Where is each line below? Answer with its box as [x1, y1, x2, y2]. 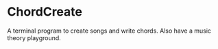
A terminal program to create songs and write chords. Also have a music [7, 27, 211, 35]
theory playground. [7, 33, 62, 42]
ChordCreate [7, 4, 82, 20]
